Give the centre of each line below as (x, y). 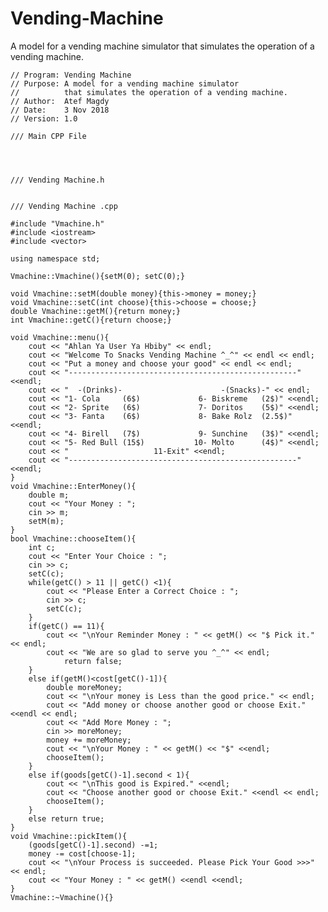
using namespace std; (55, 258)
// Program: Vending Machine (71, 75)
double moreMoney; (84, 687)
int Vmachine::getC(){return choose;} (91, 320)
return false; (93, 661)
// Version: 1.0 (44, 118)
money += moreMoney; (89, 740)
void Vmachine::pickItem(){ (69, 836)
